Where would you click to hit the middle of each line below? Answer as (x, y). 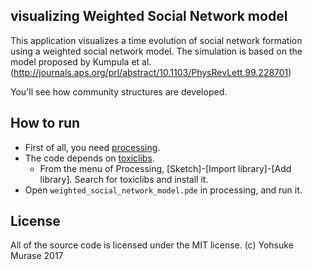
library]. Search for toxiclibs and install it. (124, 179)
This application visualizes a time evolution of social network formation (156, 40)
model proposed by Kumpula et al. (81, 61)
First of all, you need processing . (92, 147)
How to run (45, 123)
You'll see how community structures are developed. (119, 91)
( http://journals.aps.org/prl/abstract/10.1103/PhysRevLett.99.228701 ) (151, 72)
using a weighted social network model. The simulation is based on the (156, 51)
